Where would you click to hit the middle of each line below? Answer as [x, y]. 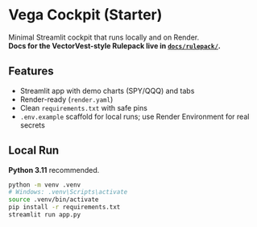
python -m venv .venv [45, 185]
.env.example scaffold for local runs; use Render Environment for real [135, 116]
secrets [33, 125]
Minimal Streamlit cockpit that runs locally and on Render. [104, 37]
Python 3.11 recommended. [54, 170]
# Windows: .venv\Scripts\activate [68, 192]
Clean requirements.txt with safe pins [83, 107]
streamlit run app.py [45, 215]
